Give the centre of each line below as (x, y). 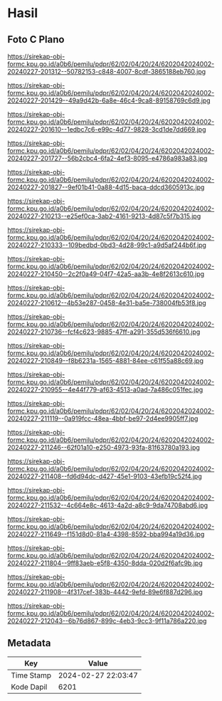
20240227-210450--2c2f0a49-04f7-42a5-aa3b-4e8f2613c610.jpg (106, 274)
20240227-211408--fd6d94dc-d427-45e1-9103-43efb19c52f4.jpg (105, 476)
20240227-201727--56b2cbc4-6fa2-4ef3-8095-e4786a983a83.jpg (107, 158)
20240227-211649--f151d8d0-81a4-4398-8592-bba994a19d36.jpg (106, 534)
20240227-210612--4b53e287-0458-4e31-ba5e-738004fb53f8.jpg (107, 303)
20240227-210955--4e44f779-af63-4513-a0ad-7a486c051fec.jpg (105, 390)
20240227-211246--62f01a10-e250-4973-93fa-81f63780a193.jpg (104, 447)
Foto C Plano (36, 39)
